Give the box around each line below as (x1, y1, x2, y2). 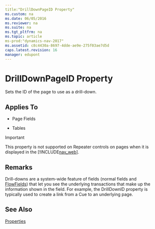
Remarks (5, 163, 33, 171)
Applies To (5, 103, 38, 111)
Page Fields (12, 116, 36, 122)
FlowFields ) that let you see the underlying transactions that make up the (5, 181, 151, 187)
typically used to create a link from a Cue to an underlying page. (5, 191, 133, 197)
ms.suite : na (5, 25, 31, 30)
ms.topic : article (5, 34, 42, 39)
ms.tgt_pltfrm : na (5, 30, 42, 34)
